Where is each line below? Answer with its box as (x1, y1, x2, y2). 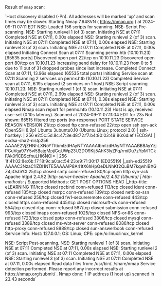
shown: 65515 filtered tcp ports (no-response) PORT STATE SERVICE (5, 117, 144, 123)
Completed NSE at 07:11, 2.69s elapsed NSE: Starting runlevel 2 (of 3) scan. (5, 91, 157, 97)
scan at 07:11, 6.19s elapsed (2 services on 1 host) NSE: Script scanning (5, 81, 148, 87)
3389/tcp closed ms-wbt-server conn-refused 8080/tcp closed (21, 220, 149, 226)
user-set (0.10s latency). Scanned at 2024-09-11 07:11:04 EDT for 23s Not (5, 112, 152, 117)
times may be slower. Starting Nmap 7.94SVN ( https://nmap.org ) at (5, 19, 142, 24)
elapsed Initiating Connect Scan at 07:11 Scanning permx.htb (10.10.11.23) (5, 50, 151, 55)
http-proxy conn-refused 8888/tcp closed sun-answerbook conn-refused (5, 226, 153, 231)
